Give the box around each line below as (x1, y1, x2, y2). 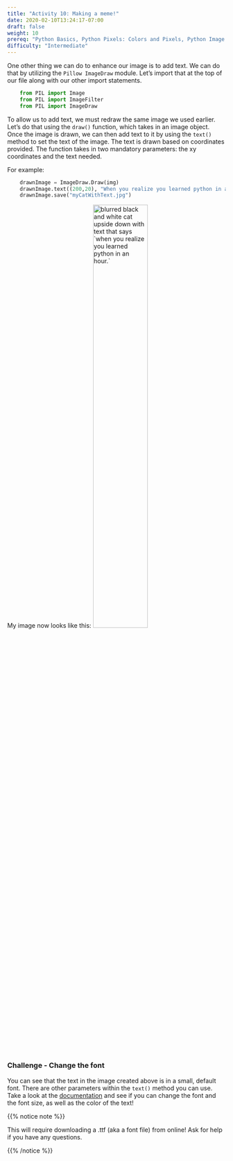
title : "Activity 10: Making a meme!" (7, 10, 119, 17)
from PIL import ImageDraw (19, 102, 98, 110)
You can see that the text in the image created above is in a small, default (7, 1076, 216, 1085)
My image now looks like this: (7, 621, 92, 630)
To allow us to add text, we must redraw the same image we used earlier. (7, 115, 216, 124)
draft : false (7, 23, 45, 30)
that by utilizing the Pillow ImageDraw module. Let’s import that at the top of (7, 69, 223, 77)
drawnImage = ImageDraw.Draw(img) (19, 178, 119, 186)
